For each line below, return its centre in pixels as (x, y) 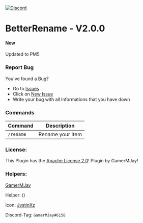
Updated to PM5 (22, 54)
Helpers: (16, 174)
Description (60, 126)
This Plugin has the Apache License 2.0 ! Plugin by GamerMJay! (72, 161)
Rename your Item (60, 134)
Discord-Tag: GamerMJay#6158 (35, 215)
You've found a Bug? (27, 79)
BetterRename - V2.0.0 (55, 29)
